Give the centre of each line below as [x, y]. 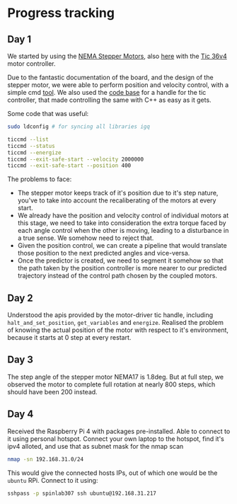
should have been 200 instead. [52, 391]
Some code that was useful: [48, 114]
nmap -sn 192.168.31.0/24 [45, 459]
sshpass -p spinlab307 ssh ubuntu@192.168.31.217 [82, 493]
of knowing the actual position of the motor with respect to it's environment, [118, 330]
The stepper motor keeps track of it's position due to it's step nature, [118, 193]
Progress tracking [61, 13]
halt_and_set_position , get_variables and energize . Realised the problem [116, 323]
